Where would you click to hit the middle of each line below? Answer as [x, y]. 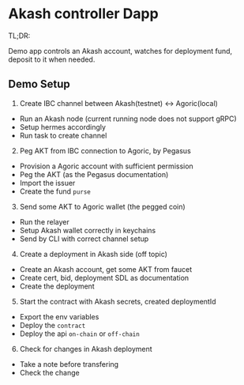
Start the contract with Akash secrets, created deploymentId [118, 301]
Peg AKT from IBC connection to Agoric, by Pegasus [105, 150]
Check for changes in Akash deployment [86, 349]
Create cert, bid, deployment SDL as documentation [104, 277]
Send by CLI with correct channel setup [84, 239]
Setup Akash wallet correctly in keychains [88, 230]
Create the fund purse [55, 191]
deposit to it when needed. [52, 59]
